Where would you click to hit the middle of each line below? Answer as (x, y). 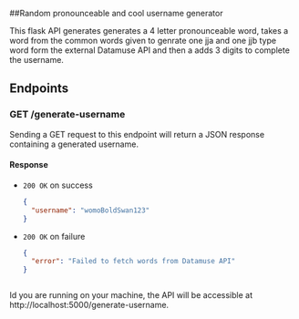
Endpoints (39, 89)
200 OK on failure (54, 236)
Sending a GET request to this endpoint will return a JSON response (137, 134)
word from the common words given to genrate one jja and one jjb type (143, 41)
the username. (36, 60)
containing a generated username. (74, 144)
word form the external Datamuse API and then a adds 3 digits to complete (149, 50)
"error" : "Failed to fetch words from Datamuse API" (134, 262)
